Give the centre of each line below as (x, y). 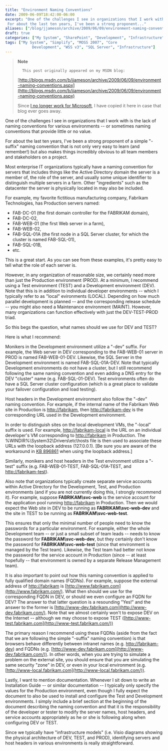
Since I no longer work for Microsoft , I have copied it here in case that (89, 105)
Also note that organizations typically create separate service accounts (78, 481)
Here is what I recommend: (33, 337)
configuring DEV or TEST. (32, 722)
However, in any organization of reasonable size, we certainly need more (80, 275)
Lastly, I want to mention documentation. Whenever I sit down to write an (80, 680)
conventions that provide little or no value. (48, 131)
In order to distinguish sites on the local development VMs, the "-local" (78, 425)
